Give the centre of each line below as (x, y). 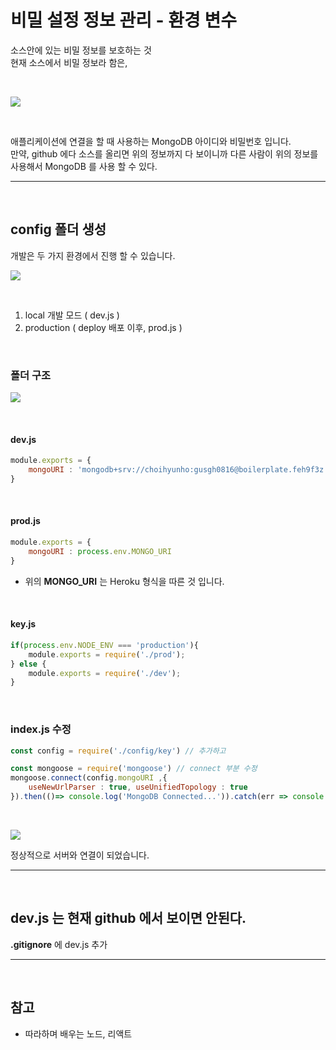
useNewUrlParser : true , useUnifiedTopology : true (138, 787)
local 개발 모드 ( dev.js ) (72, 315)
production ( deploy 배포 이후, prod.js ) (103, 327)
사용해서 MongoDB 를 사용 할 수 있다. (84, 166)
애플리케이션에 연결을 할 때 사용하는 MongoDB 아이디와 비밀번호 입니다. (151, 141)
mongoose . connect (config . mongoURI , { (89, 778)
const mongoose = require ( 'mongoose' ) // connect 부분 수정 (134, 769)
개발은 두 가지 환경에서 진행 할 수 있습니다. (93, 255)
